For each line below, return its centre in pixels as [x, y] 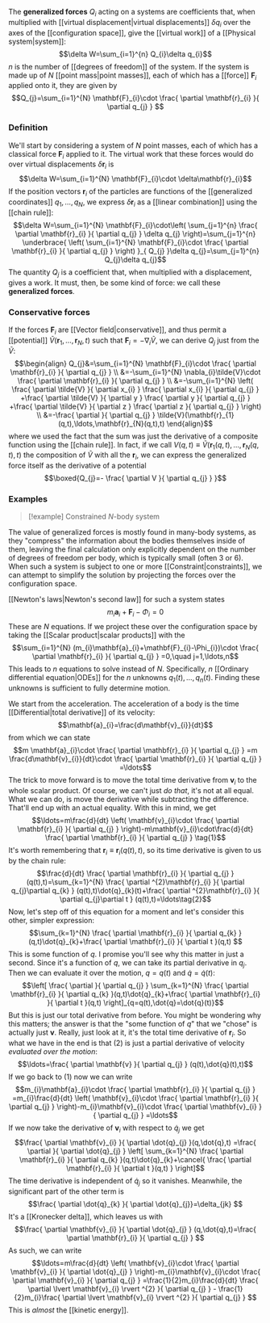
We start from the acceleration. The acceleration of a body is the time [124, 704]
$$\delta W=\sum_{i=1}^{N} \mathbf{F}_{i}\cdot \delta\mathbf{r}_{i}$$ [135, 179]
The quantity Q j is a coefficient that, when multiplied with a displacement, [130, 273]
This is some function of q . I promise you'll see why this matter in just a [126, 954]
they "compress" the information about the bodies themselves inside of [127, 541]
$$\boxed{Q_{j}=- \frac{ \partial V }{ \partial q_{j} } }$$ [135, 478]
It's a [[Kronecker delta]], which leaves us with [86, 1216]
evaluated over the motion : [53, 1052]
